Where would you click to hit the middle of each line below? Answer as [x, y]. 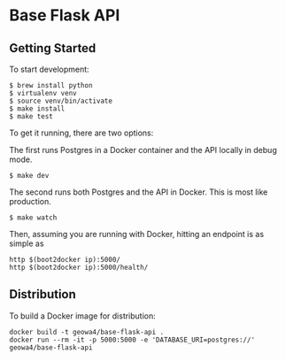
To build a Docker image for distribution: [83, 316]
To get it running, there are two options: [81, 133]
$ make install [37, 109]
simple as [27, 243]
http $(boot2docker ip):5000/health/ [79, 267]
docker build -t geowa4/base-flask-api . [87, 332]
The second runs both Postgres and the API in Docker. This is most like [139, 192]
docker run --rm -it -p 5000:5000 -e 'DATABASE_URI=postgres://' [132, 340]
